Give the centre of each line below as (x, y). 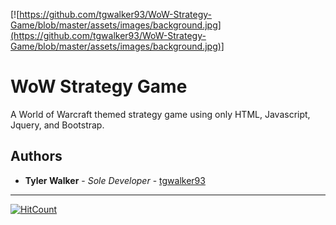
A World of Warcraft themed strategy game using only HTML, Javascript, (160, 114)
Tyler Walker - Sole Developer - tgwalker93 (115, 180)
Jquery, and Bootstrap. (57, 125)
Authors (36, 156)
